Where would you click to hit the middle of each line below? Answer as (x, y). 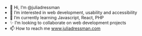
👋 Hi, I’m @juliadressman (35, 7)
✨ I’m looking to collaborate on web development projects (68, 23)
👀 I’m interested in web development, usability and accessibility (73, 12)
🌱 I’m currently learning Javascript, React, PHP (57, 18)
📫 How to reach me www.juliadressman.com (55, 28)
